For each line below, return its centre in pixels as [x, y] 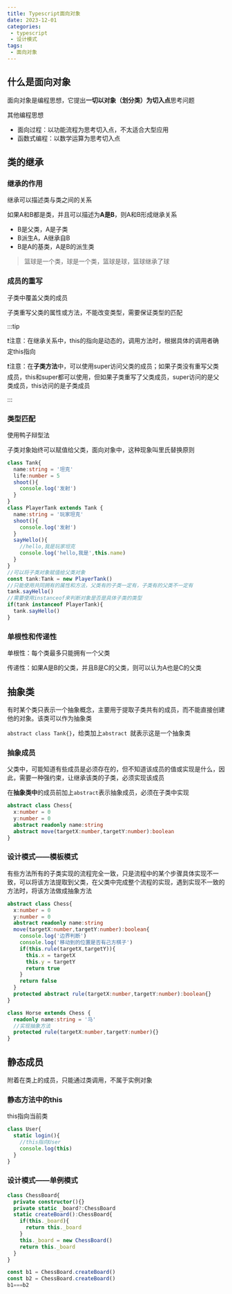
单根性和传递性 [32, 636]
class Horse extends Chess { [49, 1013]
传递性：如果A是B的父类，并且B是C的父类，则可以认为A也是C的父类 [105, 668]
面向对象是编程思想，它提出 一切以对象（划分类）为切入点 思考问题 [101, 100]
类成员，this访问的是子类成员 [49, 385]
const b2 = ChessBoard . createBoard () [61, 1279]
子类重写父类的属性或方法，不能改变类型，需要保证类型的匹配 [95, 312]
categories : [24, 26]
